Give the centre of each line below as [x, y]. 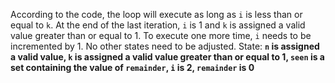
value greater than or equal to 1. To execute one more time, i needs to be [161, 35]
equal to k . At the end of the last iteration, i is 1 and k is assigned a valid [158, 25]
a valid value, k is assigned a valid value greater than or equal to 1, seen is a [167, 57]
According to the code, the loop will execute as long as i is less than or [156, 14]
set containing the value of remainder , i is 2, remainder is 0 [132, 67]
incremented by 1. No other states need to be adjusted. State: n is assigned [165, 46]
